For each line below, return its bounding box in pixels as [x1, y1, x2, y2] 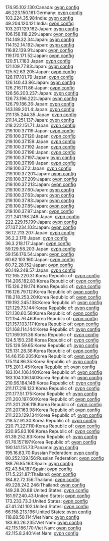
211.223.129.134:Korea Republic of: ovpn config [5, 412, 102, 418]
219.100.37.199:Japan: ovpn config [5, 160, 76, 166]
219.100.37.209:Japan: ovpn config [5, 176, 77, 182]
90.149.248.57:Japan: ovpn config [5, 267, 76, 273]
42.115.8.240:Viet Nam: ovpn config [5, 530, 79, 536]
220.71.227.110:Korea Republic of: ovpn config [5, 423, 100, 429]
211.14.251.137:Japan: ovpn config [5, 117, 74, 123]
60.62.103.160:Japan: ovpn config [5, 257, 75, 262]
